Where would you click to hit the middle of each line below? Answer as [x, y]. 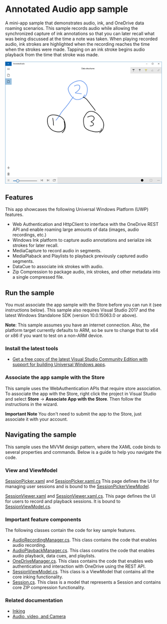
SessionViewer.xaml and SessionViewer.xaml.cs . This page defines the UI [80, 496]
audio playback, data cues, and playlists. [54, 556]
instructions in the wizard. [32, 404]
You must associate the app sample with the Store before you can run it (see [83, 305]
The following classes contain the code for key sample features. [71, 530]
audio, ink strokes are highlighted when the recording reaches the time [78, 44]
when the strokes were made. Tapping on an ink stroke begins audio [75, 49]
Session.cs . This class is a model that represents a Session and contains [86, 582]
